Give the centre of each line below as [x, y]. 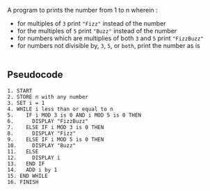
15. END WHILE [28, 176]
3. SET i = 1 [26, 103]
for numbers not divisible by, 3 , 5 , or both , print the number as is [108, 45]
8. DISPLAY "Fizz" [42, 133]
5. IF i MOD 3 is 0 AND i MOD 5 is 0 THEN [74, 115]
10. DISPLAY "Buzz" [42, 145]
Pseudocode [35, 75]
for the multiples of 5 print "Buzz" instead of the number [97, 31]
